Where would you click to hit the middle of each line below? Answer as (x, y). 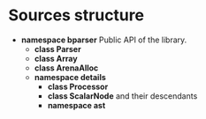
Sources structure (76, 15)
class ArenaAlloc (66, 68)
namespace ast (76, 105)
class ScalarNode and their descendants (122, 96)
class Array (56, 58)
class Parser (57, 48)
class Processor (78, 86)
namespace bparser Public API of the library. (104, 40)
